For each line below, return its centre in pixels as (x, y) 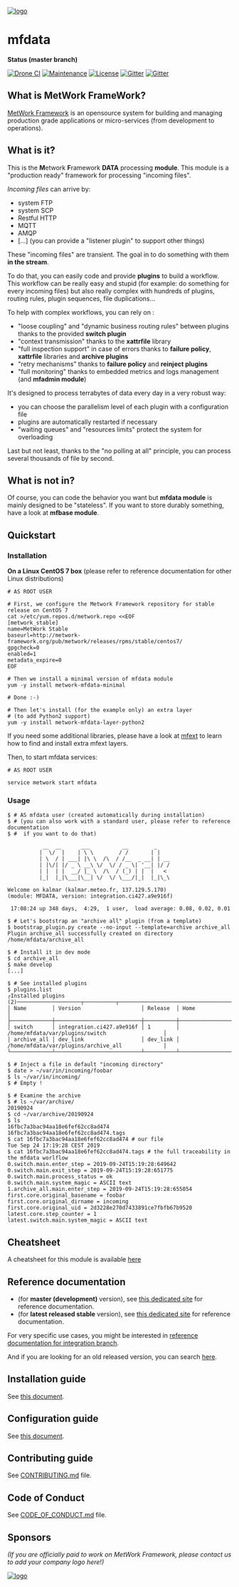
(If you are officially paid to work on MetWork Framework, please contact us (119, 1555)
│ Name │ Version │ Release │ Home (101, 1009)
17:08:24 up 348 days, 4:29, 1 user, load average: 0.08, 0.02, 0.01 (121, 909)
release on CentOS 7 (38, 610)
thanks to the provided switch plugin (72, 333)
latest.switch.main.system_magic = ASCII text (78, 1221)
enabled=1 (22, 654)
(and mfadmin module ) (52, 379)
